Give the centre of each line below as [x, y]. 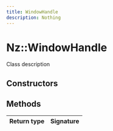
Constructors [32, 83]
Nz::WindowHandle [57, 48]
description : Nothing [34, 18]
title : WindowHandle [33, 12]
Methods [24, 104]
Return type [27, 121]
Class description [28, 64]
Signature [65, 121]
